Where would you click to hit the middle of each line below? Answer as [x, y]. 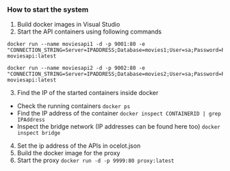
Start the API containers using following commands [89, 31]
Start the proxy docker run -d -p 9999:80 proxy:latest [95, 160]
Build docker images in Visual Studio [68, 25]
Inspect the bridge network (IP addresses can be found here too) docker [118, 127]
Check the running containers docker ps [74, 106]
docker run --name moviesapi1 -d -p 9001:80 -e [76, 44]
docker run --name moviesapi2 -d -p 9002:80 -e [76, 68]
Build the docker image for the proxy [68, 153]
